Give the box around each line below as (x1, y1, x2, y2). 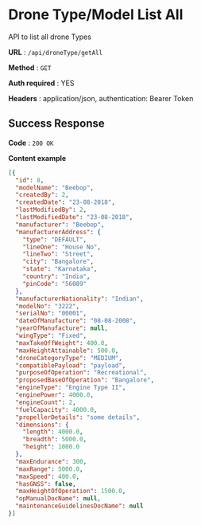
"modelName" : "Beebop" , (15, 183, 94, 192)
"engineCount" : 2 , (15, 398, 77, 406)
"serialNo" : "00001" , (15, 309, 87, 318)
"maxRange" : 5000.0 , (15, 464, 83, 473)
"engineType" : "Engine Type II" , (15, 384, 126, 392)
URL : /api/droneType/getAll (8, 47, 103, 57)
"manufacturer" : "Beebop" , (15, 221, 105, 229)
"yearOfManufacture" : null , (15, 324, 109, 332)
